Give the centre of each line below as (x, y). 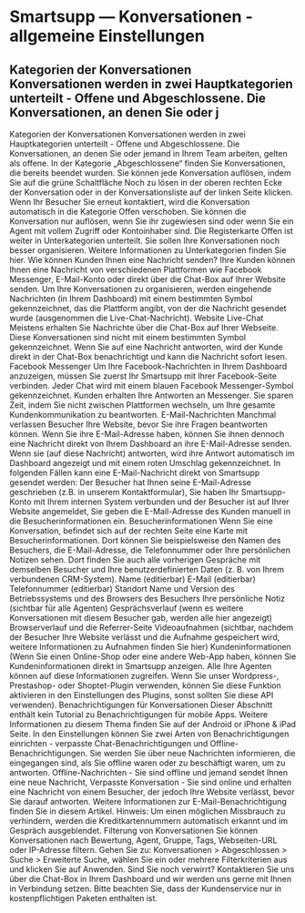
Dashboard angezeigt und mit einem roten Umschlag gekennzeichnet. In (145, 463)
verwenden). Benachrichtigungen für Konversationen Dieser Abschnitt (141, 705)
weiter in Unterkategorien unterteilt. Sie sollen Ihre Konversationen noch (145, 240)
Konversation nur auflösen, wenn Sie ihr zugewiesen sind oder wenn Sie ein (152, 221)
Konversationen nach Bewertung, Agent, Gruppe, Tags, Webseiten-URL (143, 840)
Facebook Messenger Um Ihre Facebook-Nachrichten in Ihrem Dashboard (148, 366)
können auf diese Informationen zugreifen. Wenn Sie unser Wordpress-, (144, 676)
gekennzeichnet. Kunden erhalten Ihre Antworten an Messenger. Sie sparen (152, 395)
